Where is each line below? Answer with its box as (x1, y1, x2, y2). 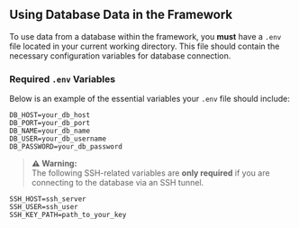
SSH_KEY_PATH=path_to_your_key (9, 211, 127, 220)
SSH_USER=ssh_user (9, 203, 78, 212)
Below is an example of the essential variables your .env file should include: (9, 94, 290, 105)
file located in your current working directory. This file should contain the (9, 41, 280, 51)
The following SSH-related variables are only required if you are (31, 168, 270, 178)
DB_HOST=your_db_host (9, 111, 91, 120)
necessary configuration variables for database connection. (9, 50, 231, 61)
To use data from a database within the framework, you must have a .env (9, 31, 282, 41)
